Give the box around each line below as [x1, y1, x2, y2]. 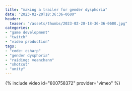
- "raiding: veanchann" [5, 58, 55, 62]
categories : [5, 26, 30, 30]
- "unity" [5, 67, 26, 72]
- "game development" [5, 30, 50, 35]
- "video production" [5, 39, 50, 44]
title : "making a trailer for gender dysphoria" [5, 7, 108, 12]
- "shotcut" [5, 62, 30, 67]
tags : [5, 44, 16, 49]
